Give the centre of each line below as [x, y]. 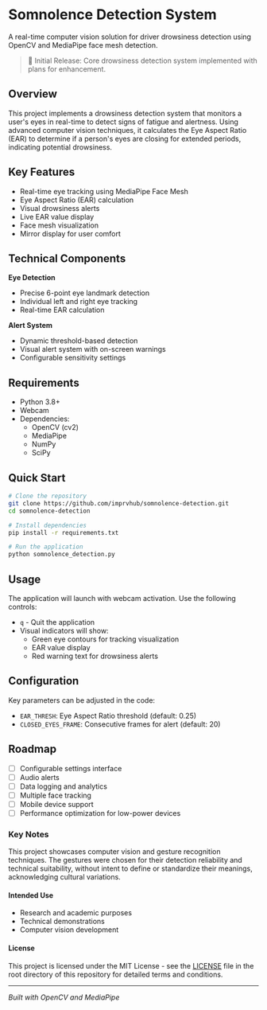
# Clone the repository [48, 496]
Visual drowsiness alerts [60, 208]
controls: [23, 606]
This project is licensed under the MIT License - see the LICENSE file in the [131, 965]
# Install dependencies [48, 525]
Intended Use [31, 895]
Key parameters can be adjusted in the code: [82, 700]
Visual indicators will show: [64, 630]
